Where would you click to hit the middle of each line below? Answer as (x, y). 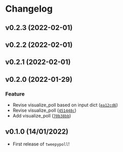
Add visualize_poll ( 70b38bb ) (42, 116)
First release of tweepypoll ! (41, 144)
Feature (15, 94)
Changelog (29, 9)
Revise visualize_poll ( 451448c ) (44, 110)
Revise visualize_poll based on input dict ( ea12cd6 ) (65, 105)
